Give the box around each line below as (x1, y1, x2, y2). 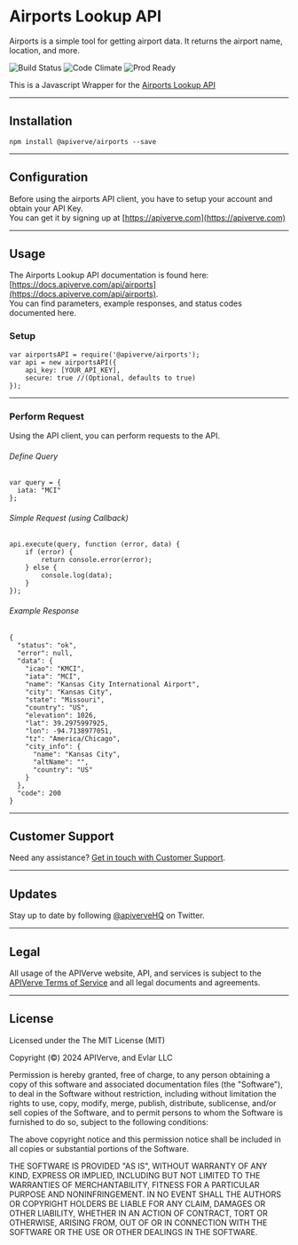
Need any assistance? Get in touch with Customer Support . (9, 852, 226, 863)
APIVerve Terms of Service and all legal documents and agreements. (9, 977, 261, 988)
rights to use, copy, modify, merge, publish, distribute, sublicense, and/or (9, 1097, 277, 1108)
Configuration (9, 170, 89, 185)
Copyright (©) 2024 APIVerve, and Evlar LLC (9, 1052, 173, 1063)
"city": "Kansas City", (25, 687, 114, 696)
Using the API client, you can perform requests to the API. (9, 430, 221, 441)
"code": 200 (17, 789, 62, 798)
